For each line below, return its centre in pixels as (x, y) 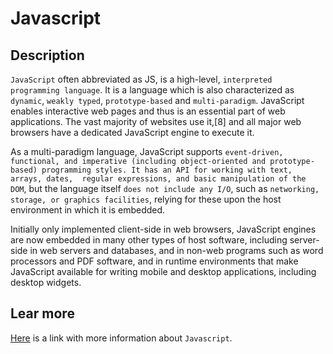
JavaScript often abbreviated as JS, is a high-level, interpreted (141, 79)
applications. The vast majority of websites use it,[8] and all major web (156, 121)
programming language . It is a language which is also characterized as (152, 90)
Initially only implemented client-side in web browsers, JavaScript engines (163, 229)
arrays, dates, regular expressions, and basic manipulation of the (158, 179)
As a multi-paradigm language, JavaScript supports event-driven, (147, 151)
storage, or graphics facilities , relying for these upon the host (146, 199)
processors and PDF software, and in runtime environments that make (154, 261)
